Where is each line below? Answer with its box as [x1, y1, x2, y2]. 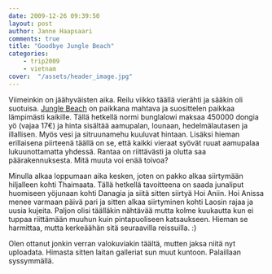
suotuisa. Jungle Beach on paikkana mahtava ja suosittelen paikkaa [8, 103, 235, 113]
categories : [8, 50, 49, 58]
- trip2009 [23, 58, 60, 66]
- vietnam [23, 65, 57, 73]
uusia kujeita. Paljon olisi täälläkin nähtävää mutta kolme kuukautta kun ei [8, 205, 254, 215]
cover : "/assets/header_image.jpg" [8, 72, 133, 80]
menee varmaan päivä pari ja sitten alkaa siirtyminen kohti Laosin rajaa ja [8, 197, 254, 207]
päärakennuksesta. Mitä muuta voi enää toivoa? [8, 155, 169, 165]
